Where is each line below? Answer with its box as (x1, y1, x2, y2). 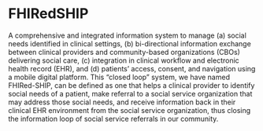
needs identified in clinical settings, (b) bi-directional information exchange (8, 38, 252, 48)
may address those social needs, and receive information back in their (8, 97, 236, 107)
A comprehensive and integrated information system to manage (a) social (8, 31, 246, 40)
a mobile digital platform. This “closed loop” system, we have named (8, 72, 231, 82)
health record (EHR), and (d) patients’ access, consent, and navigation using (8, 64, 256, 73)
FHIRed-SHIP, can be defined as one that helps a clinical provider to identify (8, 80, 255, 90)
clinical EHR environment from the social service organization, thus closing (8, 105, 251, 115)
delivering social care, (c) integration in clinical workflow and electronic (8, 56, 240, 65)
